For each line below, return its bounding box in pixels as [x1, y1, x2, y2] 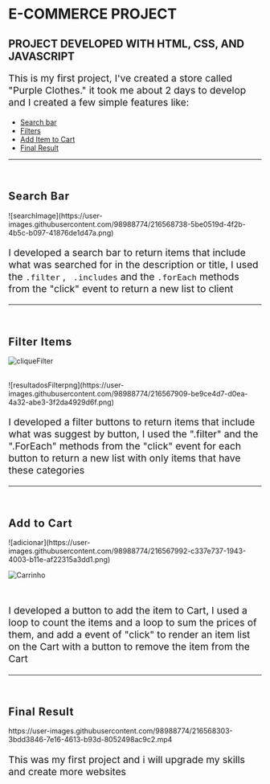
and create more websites [8, 765, 127, 778]
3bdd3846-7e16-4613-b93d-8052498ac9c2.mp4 [8, 735, 173, 745]
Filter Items [8, 335, 72, 348]
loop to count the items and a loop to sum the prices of [8, 616, 257, 630]
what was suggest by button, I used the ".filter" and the [8, 428, 259, 441]
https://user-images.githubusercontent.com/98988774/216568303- [8, 726, 233, 736]
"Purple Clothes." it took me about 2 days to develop [8, 84, 247, 96]
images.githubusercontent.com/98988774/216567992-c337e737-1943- [8, 546, 247, 556]
